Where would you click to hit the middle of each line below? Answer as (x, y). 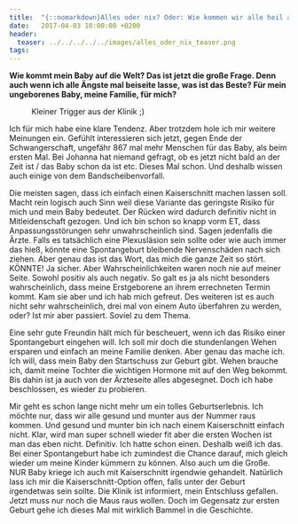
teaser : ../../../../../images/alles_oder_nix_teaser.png (127, 42)
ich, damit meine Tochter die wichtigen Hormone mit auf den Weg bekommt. (149, 371)
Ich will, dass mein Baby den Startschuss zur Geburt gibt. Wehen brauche (144, 361)
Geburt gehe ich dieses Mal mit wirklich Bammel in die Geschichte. (131, 510)
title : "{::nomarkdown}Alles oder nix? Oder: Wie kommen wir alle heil (146, 17)
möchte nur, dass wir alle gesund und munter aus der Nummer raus (133, 416)
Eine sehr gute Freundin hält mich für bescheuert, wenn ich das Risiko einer (147, 332)
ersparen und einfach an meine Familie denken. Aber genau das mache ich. (147, 352)
